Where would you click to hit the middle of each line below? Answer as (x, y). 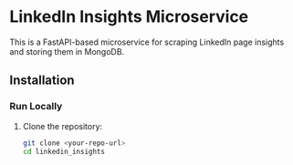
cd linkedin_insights (63, 151)
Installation (42, 81)
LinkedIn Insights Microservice (129, 17)
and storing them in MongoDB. (67, 51)
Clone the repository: (63, 126)
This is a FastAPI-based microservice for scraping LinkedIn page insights (147, 42)
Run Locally (36, 107)
